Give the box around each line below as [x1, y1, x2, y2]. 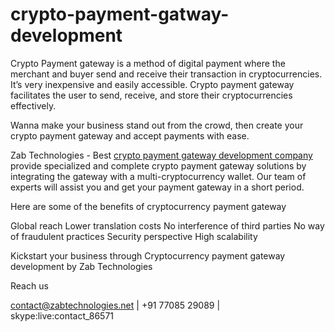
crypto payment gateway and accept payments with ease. [10, 129, 250, 142]
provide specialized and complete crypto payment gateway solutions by [10, 159, 307, 172]
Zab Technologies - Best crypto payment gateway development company [10, 149, 313, 161]
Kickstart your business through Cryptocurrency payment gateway [10, 249, 286, 262]
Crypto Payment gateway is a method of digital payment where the [10, 57, 286, 69]
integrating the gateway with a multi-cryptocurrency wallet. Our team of [10, 170, 307, 182]
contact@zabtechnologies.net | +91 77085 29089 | [10, 299, 221, 311]
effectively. [10, 99, 57, 112]
